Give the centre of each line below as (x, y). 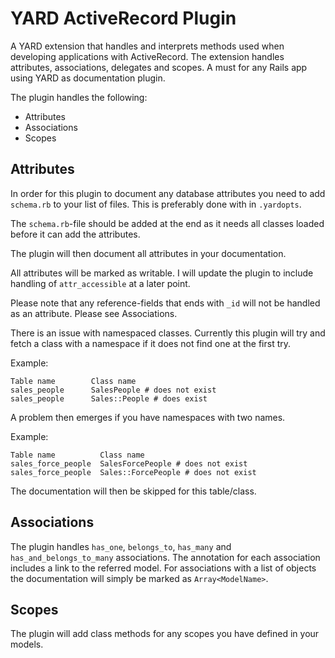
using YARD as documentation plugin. (88, 78)
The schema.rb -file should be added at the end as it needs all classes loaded (167, 223)
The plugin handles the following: (79, 97)
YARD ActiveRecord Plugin (123, 18)
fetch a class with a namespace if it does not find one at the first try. (151, 343)
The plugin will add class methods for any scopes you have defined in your (165, 634)
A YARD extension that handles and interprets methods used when (147, 46)
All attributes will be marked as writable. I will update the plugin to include (162, 273)
